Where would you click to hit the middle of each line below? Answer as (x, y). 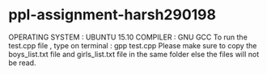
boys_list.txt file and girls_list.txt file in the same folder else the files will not (134, 54)
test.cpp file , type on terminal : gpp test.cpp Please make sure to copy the (133, 45)
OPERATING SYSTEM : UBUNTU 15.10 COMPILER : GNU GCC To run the (128, 37)
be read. (22, 63)
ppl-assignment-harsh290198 (112, 15)
